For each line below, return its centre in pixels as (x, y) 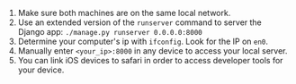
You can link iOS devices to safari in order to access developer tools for (150, 60)
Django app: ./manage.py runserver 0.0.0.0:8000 (110, 32)
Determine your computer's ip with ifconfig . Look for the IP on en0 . (143, 41)
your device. (41, 70)
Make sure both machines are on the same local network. (124, 13)
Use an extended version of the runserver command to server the (140, 22)
